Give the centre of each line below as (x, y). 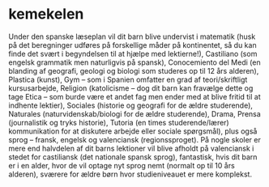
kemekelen (46, 14)
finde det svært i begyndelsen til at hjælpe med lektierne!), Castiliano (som (133, 53)
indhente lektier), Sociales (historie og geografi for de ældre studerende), (131, 105)
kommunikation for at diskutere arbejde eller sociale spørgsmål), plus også (133, 131)
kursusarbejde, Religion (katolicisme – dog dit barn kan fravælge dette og (131, 88)
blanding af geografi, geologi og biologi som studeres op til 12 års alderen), (134, 70)
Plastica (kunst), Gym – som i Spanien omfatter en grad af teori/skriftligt (128, 79)
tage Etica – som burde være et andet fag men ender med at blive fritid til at (134, 96)
